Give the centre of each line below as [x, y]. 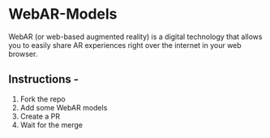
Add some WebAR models [64, 107]
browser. [23, 54]
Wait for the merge [51, 125]
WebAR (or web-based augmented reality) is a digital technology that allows [135, 37]
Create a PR [40, 116]
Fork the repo [43, 99]
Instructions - [44, 79]
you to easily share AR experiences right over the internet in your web [125, 45]
